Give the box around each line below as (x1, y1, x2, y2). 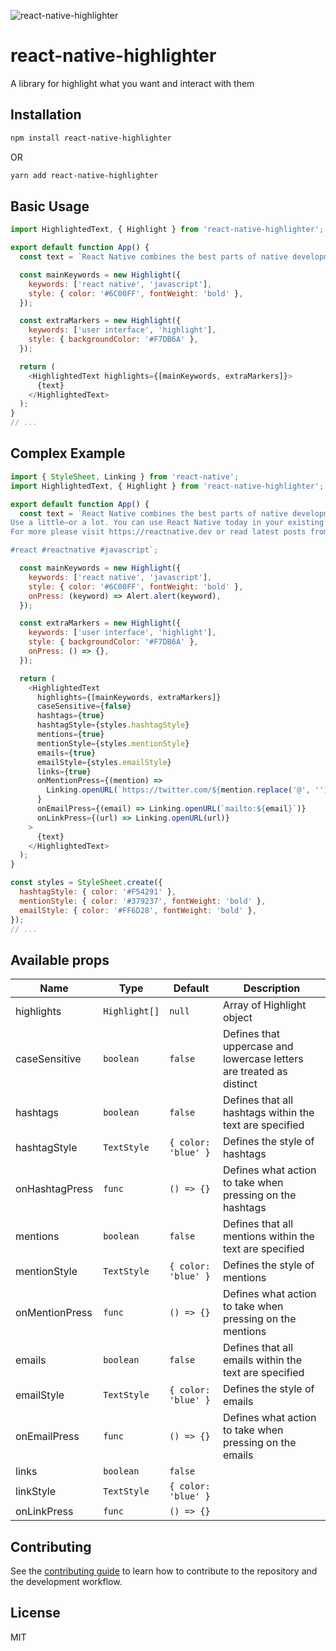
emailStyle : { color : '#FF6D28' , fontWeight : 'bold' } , (19, 905, 257, 915)
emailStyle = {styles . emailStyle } (36, 757, 172, 767)
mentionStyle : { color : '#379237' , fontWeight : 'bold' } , (19, 896, 267, 906)
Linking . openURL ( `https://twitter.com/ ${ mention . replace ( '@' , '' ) (46, 785, 329, 795)
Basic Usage (10, 198, 90, 215)
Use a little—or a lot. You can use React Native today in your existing (10, 518, 325, 528)
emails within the (222, 1353, 303, 1367)
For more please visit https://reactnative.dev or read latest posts (10, 527, 307, 537)
